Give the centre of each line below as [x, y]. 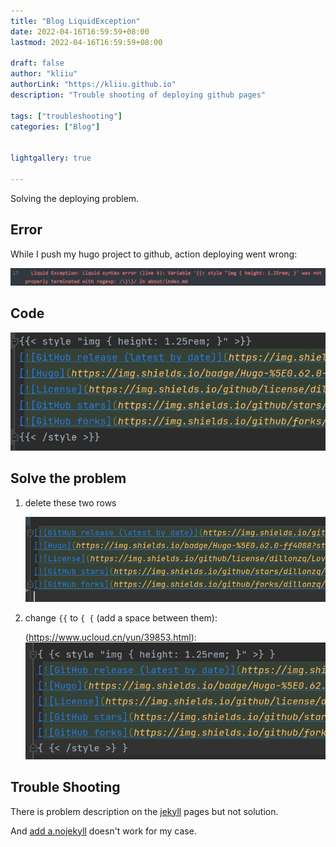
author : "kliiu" [44, 74]
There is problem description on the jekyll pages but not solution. [144, 811]
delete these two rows [70, 502]
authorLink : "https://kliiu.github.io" [93, 85]
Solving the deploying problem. [75, 198]
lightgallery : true [51, 158]
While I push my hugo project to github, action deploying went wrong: [154, 254]
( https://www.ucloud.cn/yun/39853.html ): [110, 637]
